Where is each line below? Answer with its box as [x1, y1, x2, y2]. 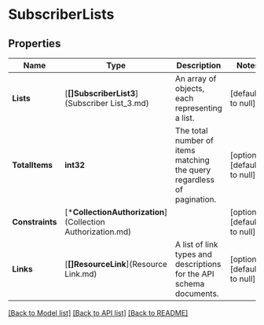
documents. [175, 288, 219, 299]
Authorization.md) [64, 226, 132, 237]
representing [175, 103, 222, 113]
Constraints [12, 217, 57, 227]
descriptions [175, 259, 222, 269]
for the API [175, 268, 214, 279]
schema [175, 279, 205, 289]
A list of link [175, 239, 218, 250]
